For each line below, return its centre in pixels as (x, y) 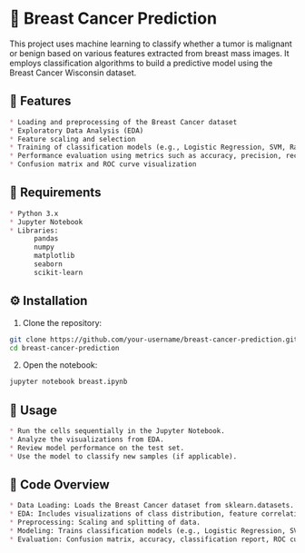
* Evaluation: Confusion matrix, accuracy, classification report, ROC (148, 539)
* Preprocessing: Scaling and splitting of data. (105, 523)
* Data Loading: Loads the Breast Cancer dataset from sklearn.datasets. (152, 506)
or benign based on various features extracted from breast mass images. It (149, 53)
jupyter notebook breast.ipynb (69, 382)
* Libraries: (34, 231)
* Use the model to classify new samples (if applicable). (123, 456)
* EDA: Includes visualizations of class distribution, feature (133, 514)
